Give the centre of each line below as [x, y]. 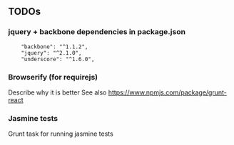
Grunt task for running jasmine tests [61, 134]
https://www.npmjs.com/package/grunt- [168, 92]
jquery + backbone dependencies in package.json [97, 32]
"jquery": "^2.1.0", [51, 53]
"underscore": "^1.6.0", [58, 59]
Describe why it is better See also [57, 92]
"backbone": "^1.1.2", [55, 47]
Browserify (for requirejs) [53, 77]
